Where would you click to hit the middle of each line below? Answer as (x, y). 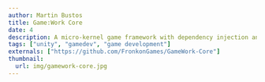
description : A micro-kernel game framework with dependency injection (128, 37)
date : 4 (21, 30)
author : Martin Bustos (45, 15)
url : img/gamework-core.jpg (62, 66)
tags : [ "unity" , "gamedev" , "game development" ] (90, 45)
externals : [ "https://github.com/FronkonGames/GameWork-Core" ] (114, 52)
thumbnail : (26, 59)
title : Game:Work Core (45, 23)
